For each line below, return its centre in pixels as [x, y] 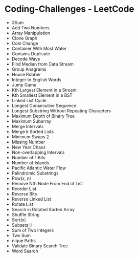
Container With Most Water [39, 48]
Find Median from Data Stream [43, 64]
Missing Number [28, 142]
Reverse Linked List [31, 199]
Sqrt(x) [19, 220]
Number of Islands [30, 163]
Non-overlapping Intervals [38, 152]
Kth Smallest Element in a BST [42, 95]
